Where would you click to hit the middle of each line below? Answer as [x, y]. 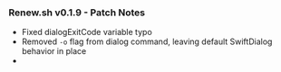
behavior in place [54, 51]
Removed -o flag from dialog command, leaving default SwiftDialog [147, 41]
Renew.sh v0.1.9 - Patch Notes [77, 13]
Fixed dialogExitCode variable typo [87, 32]
